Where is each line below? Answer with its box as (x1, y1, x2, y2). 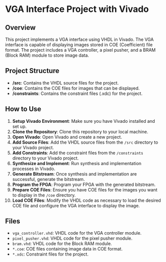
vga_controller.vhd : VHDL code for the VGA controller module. (12, 230, 142, 236)
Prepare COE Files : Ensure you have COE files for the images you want (12, 186, 158, 192)
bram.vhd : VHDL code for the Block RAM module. (12, 241, 112, 247)
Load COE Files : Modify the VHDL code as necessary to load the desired (12, 197, 161, 203)
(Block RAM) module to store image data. (5, 52, 89, 58)
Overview (5, 23, 36, 32)
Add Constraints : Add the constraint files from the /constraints (12, 150, 144, 156)
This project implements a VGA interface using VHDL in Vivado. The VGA (5, 36, 154, 42)
